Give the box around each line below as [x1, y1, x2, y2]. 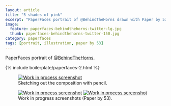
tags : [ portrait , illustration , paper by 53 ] [5, 41, 103, 46]
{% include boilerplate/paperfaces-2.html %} [5, 64, 100, 70]
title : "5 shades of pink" [5, 12, 63, 17]
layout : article [5, 7, 40, 13]
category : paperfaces [5, 36, 51, 41]
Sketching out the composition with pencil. [18, 79, 108, 86]
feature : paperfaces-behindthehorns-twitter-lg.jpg [10, 26, 122, 32]
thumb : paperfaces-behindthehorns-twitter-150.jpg [10, 31, 120, 36]
